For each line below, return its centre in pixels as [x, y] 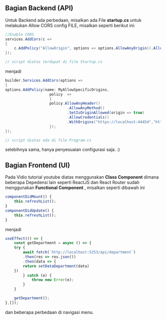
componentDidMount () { [28, 197]
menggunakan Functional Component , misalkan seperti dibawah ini [75, 188]
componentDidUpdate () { [30, 210]
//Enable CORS [20, 34]
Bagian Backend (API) [39, 8]
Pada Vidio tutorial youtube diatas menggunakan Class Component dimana [82, 177]
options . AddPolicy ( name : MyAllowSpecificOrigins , [57, 90]
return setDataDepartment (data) [56, 266]
